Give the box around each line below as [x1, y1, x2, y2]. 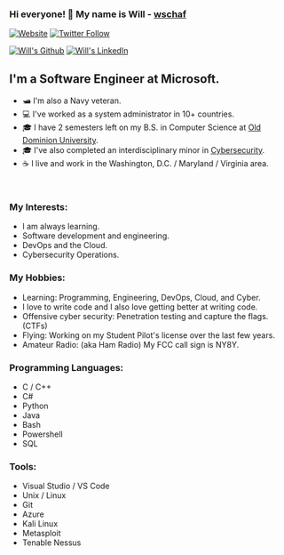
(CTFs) [21, 320, 48, 331]
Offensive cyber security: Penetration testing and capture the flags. [21, 310, 269, 321]
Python [21, 400, 49, 411]
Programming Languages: [9, 361, 124, 374]
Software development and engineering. [21, 230, 170, 241]
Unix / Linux [21, 490, 67, 501]
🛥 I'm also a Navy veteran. [21, 95, 122, 106]
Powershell [21, 429, 64, 439]
